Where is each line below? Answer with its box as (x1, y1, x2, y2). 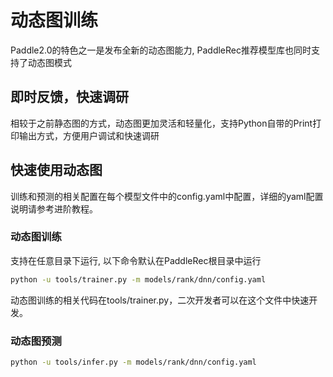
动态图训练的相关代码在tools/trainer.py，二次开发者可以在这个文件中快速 (10, 294, 310, 306)
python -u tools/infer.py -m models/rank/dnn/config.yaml (10, 357, 257, 368)
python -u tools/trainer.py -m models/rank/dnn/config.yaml (10, 274, 267, 285)
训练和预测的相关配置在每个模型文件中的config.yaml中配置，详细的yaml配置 (10, 190, 324, 202)
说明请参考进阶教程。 (10, 202, 98, 215)
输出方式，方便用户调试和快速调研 (18, 129, 160, 141)
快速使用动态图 (10, 162, 103, 179)
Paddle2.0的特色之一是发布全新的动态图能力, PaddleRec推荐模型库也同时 (10, 44, 312, 56)
